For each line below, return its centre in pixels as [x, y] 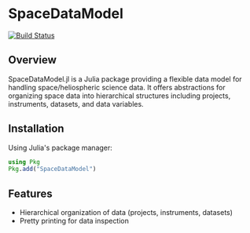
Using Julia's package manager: [60, 147]
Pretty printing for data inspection [74, 221]
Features [30, 193]
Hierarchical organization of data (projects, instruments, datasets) [126, 213]
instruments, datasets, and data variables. [76, 104]
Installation [36, 129]
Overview [33, 60]
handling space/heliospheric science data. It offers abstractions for [117, 87]
